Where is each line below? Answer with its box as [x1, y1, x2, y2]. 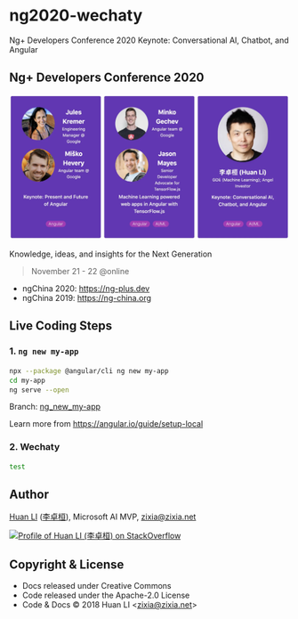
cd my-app [9, 376, 46, 385]
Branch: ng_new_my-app [9, 402, 101, 412]
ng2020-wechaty [9, 5, 143, 26]
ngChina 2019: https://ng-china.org [21, 293, 152, 304]
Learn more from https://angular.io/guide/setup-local [9, 419, 204, 429]
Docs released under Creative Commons [21, 581, 172, 591]
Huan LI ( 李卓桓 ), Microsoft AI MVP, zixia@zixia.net [9, 511, 197, 522]
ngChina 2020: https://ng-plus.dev [21, 283, 150, 294]
